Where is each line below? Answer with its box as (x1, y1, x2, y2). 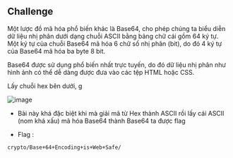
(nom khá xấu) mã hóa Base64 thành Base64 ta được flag (17, 116, 186, 125)
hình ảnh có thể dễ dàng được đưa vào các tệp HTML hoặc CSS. (7, 68, 195, 76)
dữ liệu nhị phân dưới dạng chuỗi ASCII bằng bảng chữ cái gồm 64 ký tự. (7, 32, 219, 40)
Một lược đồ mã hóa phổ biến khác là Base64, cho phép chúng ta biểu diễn (7, 24, 226, 32)
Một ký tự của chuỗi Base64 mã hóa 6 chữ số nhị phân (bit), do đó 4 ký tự (7, 39, 222, 48)
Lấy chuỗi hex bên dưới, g (7, 81, 83, 90)
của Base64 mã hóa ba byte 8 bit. (7, 47, 106, 55)
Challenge (7, 6, 54, 18)
